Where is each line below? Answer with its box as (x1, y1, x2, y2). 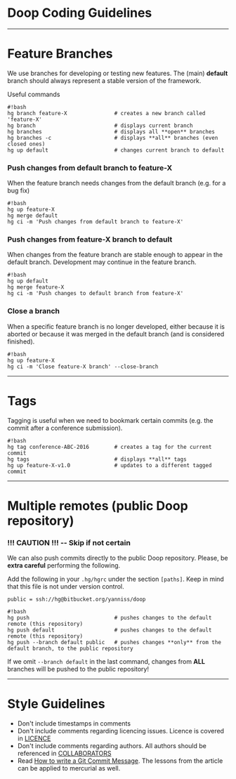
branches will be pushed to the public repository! (7, 665, 150, 674)
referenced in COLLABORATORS (17, 749, 112, 758)
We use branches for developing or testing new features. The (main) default (7, 69, 228, 77)
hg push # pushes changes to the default (7, 615, 212, 622)
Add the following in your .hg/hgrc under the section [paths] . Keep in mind (7, 575, 225, 584)
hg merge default (7, 212, 58, 219)
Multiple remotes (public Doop (7, 497, 188, 513)
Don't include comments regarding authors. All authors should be (17, 742, 207, 750)
